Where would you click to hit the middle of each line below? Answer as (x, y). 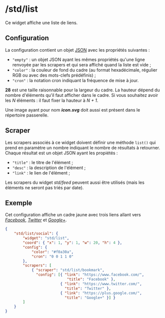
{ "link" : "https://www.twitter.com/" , (101, 284)
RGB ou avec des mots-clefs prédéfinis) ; (54, 75)
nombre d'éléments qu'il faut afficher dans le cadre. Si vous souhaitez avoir (82, 95)
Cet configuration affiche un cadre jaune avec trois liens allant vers (73, 215)
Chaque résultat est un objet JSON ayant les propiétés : (62, 153)
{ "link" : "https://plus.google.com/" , (101, 293)
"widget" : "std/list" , (46, 238)
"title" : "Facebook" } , (91, 279)
